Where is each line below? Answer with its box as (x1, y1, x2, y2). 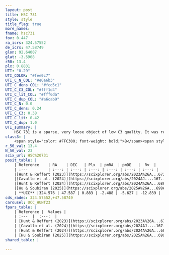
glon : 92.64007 (5, 49, 37, 55)
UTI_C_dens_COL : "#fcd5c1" (5, 82, 62, 87)
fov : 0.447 (5, 36, 28, 41)
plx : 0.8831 (5, 64, 30, 69)
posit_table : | (5, 158, 37, 163)
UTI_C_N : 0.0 (5, 101, 33, 107)
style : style (5, 17, 33, 22)
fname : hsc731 (5, 31, 35, 36)
